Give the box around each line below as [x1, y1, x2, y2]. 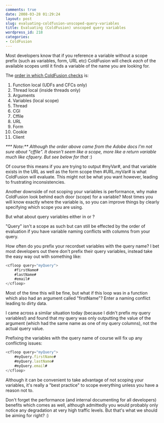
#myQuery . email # [14, 363, 48, 368]
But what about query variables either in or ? [5, 214, 95, 220]
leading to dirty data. [5, 300, 48, 306]
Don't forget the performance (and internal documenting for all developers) [5, 397, 157, 402]
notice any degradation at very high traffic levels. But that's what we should [5, 407, 158, 413]
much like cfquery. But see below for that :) [5, 154, 92, 160]
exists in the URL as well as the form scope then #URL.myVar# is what [5, 169, 147, 174]
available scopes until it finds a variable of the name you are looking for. [5, 63, 150, 69]
